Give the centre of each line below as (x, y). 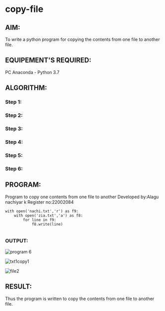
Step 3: (14, 129)
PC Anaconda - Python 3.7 (32, 72)
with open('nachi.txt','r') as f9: (42, 211)
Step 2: (14, 115)
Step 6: (14, 168)
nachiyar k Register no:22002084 (39, 202)
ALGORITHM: (26, 88)
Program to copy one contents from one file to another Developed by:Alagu (82, 197)
